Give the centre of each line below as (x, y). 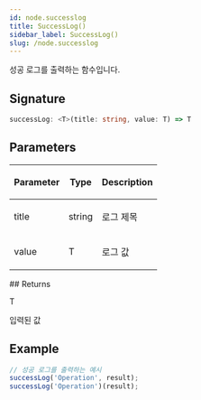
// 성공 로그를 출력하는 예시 (55, 370)
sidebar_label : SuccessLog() (64, 34)
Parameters (43, 148)
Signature (37, 99)
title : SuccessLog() (48, 26)
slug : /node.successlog (54, 43)
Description (127, 181)
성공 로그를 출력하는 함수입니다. (65, 70)
